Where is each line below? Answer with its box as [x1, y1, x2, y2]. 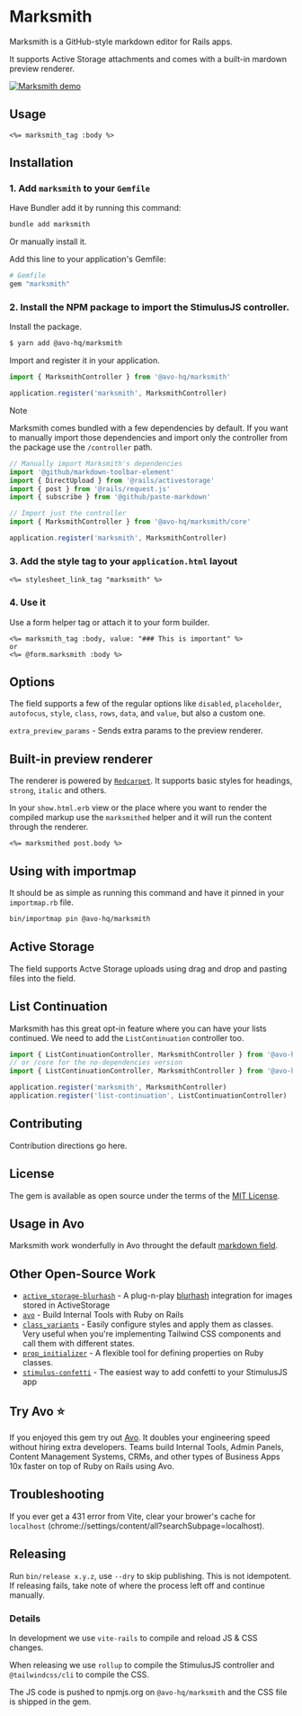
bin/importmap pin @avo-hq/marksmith [9, 915, 151, 924]
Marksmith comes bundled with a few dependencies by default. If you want [9, 422, 289, 434]
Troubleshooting [9, 1487, 105, 1502]
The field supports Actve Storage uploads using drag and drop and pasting [9, 963, 288, 974]
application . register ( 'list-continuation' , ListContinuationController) [9, 1091, 288, 1100]
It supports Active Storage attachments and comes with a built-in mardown [9, 53, 288, 64]
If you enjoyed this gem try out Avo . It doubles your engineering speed [9, 1431, 271, 1443]
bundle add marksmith [9, 220, 91, 229]
